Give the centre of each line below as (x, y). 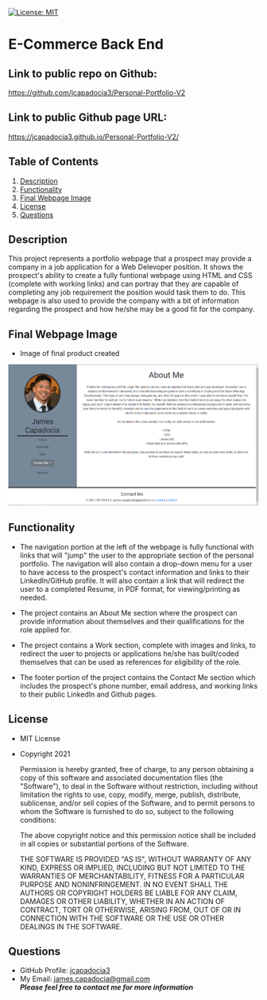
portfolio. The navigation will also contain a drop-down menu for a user (136, 563)
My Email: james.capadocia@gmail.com (85, 979)
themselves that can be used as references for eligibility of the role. (130, 662)
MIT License (40, 738)
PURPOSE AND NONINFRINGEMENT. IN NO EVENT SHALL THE (124, 884)
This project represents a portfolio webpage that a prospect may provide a (130, 259)
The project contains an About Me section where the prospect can (128, 612)
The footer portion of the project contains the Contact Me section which (137, 677)
